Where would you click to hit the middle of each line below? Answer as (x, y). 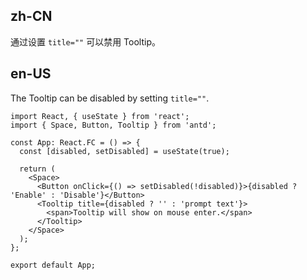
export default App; (53, 265)
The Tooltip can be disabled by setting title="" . (110, 98)
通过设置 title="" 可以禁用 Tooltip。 (85, 41)
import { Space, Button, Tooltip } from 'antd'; (113, 125)
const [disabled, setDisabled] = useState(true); (124, 151)
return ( (37, 169)
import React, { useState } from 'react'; (100, 116)
